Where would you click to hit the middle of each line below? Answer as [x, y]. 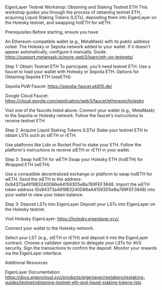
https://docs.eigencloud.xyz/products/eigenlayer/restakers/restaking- [75, 277]
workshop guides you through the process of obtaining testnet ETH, [73, 12]
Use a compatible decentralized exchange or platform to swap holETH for [79, 174]
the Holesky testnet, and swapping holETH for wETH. [58, 22]
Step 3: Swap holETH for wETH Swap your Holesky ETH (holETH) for [74, 159]
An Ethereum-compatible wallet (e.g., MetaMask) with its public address [77, 41]
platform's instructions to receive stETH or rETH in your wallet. [68, 150]
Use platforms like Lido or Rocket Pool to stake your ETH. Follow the [73, 145]
